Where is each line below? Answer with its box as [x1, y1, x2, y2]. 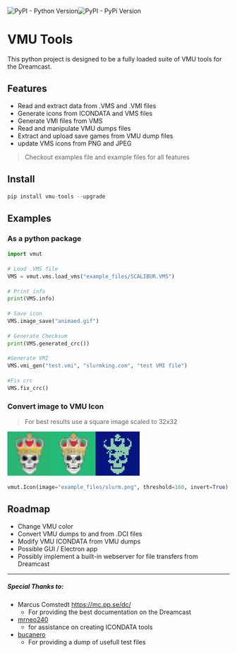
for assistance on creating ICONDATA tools [28, 623, 153, 631]
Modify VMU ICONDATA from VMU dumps [17, 537, 141, 546]
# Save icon [7, 310, 42, 317]
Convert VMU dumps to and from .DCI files [17, 529, 142, 538]
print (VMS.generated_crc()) [7, 340, 90, 347]
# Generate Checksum [7, 332, 68, 339]
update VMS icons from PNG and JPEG [17, 139, 132, 148]
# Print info [7, 288, 46, 295]
